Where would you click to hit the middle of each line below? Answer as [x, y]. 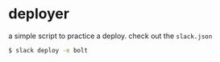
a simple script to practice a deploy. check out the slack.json [110, 36]
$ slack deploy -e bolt [48, 50]
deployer [39, 14]
